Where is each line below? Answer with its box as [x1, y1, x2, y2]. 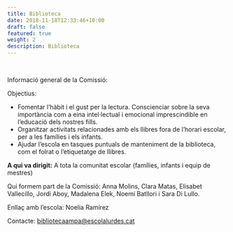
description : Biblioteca [7, 43, 80, 50]
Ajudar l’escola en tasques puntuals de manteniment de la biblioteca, [17, 140, 216, 148]
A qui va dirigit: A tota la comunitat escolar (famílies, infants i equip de [7, 161, 211, 169]
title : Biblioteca [7, 10, 61, 18]
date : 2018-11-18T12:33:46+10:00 [7, 17, 105, 24]
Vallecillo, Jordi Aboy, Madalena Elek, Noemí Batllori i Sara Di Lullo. [7, 190, 200, 198]
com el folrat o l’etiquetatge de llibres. [17, 148, 127, 156]
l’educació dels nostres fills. [17, 118, 98, 126]
